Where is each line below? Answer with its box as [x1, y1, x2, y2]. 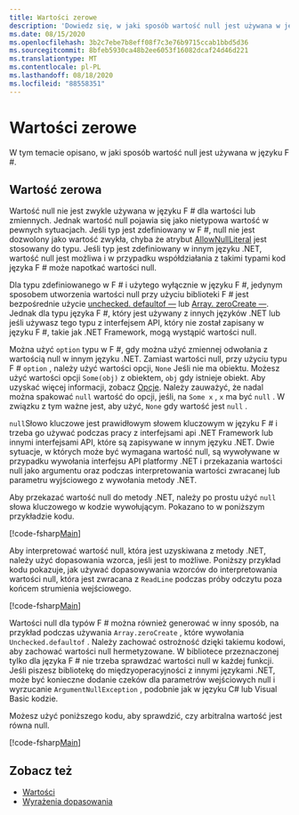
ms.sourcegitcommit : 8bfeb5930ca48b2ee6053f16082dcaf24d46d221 [9, 46, 249, 55]
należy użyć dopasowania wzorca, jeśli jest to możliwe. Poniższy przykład [9, 555, 281, 566]
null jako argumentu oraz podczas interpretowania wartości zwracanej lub [9, 465, 280, 476]
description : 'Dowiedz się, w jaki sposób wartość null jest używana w [9, 21, 280, 30]
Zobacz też [9, 763, 73, 779]
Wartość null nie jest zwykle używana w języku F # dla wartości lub [9, 206, 256, 216]
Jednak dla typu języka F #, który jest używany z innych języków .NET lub [9, 308, 280, 319]
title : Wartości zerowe [9, 12, 98, 22]
